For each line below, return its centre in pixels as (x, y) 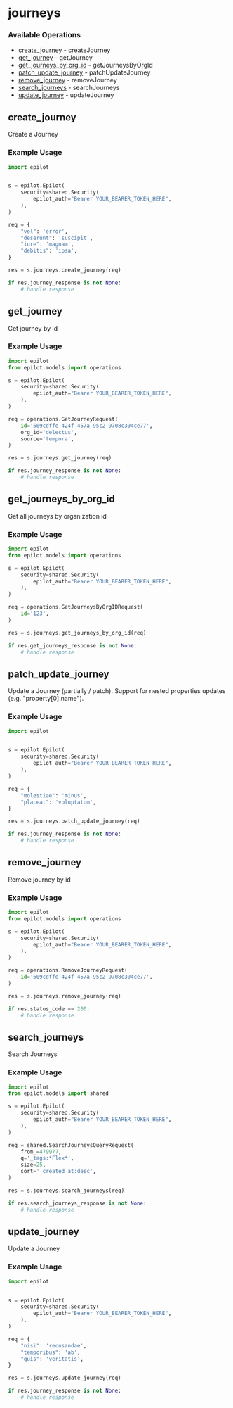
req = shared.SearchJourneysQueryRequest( (71, 1145)
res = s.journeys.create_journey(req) (65, 270)
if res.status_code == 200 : (49, 1009)
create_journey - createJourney (64, 50)
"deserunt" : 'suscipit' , (57, 238)
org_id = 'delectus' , (49, 432)
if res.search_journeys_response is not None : (77, 1203)
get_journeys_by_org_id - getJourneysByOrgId (85, 65)
